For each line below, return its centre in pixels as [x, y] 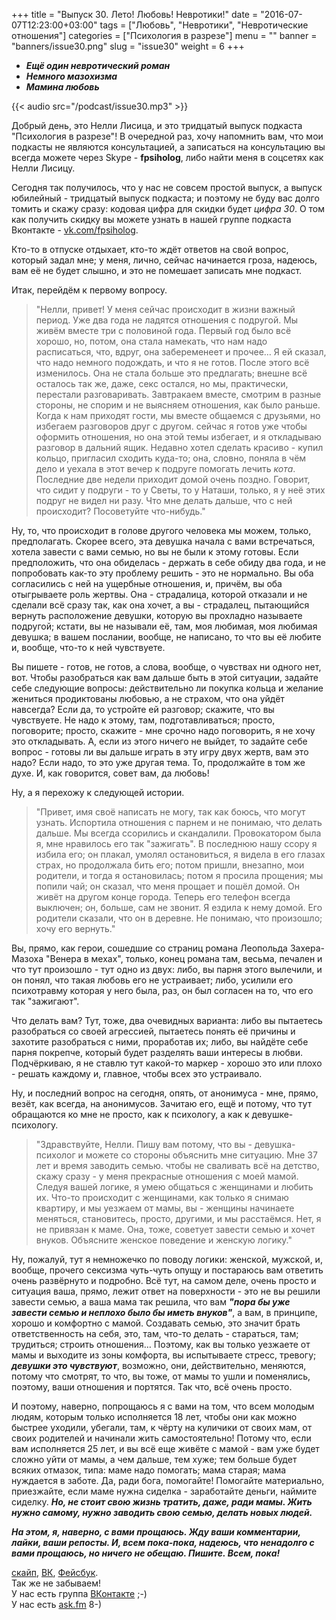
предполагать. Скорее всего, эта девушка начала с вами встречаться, [163, 541]
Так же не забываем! [56, 1583]
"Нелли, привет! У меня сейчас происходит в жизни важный [165, 309]
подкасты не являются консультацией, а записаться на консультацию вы [168, 147]
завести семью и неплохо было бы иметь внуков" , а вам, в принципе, [164, 1312]
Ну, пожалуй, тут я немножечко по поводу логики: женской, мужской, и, [167, 1259]
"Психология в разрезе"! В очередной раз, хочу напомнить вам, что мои [167, 136]
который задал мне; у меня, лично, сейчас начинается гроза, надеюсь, [164, 260]
